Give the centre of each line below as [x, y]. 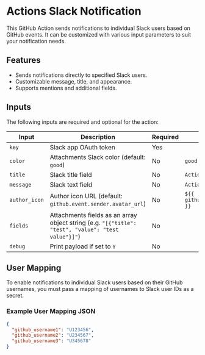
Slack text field [71, 184]
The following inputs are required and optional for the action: [82, 122]
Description [98, 137]
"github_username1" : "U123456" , [53, 330]
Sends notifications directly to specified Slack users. [81, 75]
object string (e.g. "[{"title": [93, 223]
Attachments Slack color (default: [98, 157]
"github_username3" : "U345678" [52, 341]
